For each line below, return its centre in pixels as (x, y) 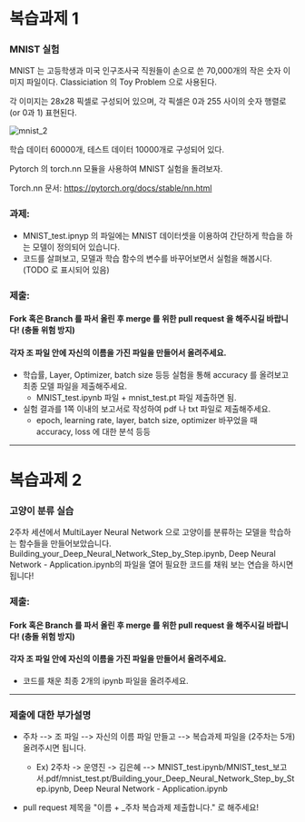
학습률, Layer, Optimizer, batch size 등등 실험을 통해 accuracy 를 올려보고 (155, 374)
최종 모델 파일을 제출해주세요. (75, 386)
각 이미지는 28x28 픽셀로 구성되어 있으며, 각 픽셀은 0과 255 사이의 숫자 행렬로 (148, 102)
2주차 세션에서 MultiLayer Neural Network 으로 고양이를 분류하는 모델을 (138, 531)
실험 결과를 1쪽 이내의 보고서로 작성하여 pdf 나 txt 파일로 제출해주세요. (147, 409)
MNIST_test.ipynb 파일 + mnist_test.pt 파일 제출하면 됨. (136, 397)
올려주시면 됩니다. (54, 748)
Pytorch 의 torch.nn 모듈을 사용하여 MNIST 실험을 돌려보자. (116, 169)
